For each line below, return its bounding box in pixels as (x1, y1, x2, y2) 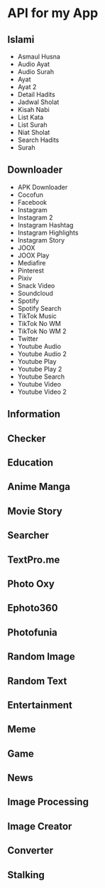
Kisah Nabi (17, 106, 50, 113)
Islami (7, 34, 35, 46)
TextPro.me (7, 553, 60, 566)
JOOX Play (17, 251, 50, 260)
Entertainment (7, 699, 72, 711)
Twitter (17, 334, 39, 343)
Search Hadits (17, 136, 60, 144)
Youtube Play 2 (17, 364, 62, 373)
